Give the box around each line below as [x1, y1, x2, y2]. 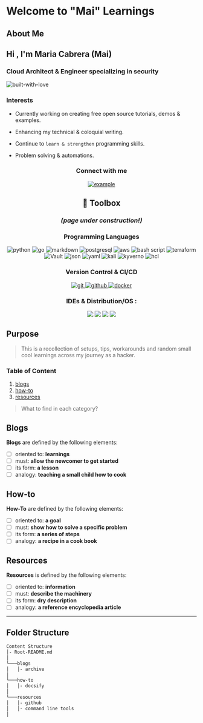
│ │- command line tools [6, 705, 74, 711]
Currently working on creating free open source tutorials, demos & [14, 110, 181, 117]
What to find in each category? [21, 405, 98, 412]
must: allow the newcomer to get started [14, 457, 119, 465]
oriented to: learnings [14, 450, 70, 457]
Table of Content [6, 366, 57, 375]
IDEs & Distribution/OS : [66, 297, 137, 305]
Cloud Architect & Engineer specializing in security [6, 67, 159, 75]
